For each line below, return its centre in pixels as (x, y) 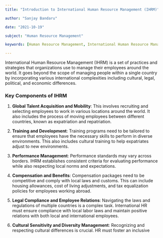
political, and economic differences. (41, 83)
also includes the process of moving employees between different (78, 116)
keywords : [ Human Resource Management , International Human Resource (77, 45)
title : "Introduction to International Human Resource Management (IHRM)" (82, 9)
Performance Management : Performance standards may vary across (82, 156)
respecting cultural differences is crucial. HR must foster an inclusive (81, 230)
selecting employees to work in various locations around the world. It (81, 111)
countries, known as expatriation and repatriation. (62, 122)
